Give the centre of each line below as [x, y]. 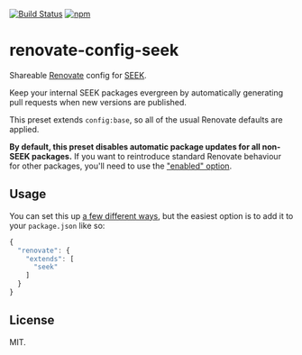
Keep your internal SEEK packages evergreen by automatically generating [146, 92]
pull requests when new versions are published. [98, 102]
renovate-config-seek [94, 50]
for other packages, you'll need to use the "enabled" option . [121, 166]
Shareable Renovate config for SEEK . [78, 75]
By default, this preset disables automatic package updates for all [135, 146]
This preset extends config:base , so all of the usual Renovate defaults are [146, 119]
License [32, 320]
